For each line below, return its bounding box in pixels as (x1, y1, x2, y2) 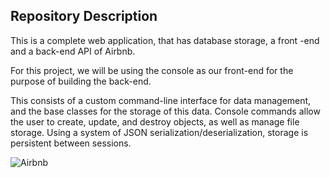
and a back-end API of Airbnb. (10, 45, 136, 57)
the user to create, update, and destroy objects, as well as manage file (10, 115, 300, 128)
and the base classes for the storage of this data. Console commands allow (10, 105, 321, 117)
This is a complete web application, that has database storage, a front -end (10, 34, 320, 46)
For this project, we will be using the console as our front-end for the (10, 64, 294, 76)
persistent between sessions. (10, 137, 132, 149)
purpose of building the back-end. (10, 75, 152, 87)
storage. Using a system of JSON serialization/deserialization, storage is (10, 126, 309, 138)
